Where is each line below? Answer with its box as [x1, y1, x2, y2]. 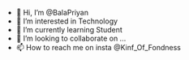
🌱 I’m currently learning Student [15, 25, 123, 34]
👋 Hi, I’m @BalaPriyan [15, 8, 89, 17]
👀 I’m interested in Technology [15, 16, 118, 26]
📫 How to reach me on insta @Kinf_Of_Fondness [15, 43, 181, 52]
